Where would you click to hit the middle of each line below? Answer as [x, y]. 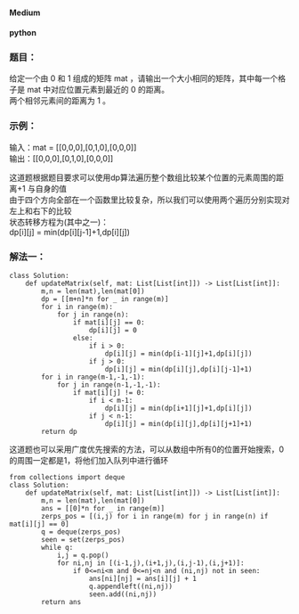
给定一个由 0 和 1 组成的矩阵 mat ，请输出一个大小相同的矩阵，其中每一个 [144, 78]
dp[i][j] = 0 [113, 331]
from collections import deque [67, 478]
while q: [57, 548]
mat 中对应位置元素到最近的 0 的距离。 [98, 90]
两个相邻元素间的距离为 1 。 [60, 101]
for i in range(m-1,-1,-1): [93, 377]
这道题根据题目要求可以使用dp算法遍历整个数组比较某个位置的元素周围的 [143, 177]
